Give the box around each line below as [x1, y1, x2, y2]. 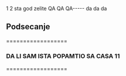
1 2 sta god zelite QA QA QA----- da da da [6, 5, 107, 12]
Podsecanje [6, 22, 50, 32]
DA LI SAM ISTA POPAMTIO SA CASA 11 [6, 52, 120, 60]
